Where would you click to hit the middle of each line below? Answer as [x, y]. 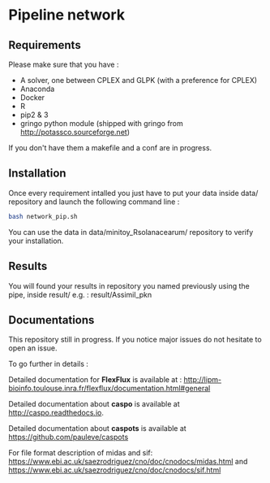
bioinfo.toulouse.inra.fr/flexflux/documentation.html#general [109, 389]
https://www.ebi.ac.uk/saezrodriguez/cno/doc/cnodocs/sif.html [115, 470]
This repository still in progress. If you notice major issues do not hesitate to [135, 340]
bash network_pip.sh [43, 216]
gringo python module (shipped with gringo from [102, 123]
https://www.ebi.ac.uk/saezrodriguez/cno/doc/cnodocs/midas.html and [128, 462]
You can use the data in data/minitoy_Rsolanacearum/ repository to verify [131, 232]
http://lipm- [202, 380]
